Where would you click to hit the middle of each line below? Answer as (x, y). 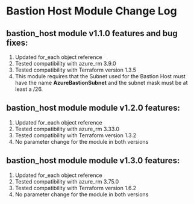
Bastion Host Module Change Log (92, 11)
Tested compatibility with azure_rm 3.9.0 (65, 63)
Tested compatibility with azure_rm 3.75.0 (67, 181)
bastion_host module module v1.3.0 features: (93, 161)
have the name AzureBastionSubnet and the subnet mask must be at (101, 83)
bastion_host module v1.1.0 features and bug (92, 33)
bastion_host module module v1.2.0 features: (93, 108)
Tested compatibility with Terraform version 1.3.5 (76, 70)
